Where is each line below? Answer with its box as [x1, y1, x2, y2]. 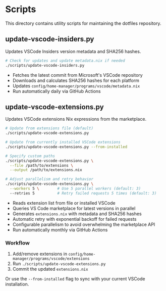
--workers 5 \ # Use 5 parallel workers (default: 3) [10, 186, 141, 191]
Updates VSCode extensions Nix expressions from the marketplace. [5, 116, 147, 122]
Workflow [5, 239, 30, 246]
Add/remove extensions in [12, 251, 68, 257]
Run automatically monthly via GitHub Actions [12, 226, 108, 233]
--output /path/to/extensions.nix [10, 168, 82, 173]
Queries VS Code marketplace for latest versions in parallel [12, 205, 136, 211]
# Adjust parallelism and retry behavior [5, 177, 94, 182]
